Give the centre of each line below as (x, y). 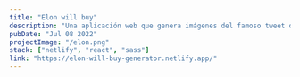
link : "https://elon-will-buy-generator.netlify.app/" (113, 58)
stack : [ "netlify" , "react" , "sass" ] (79, 50)
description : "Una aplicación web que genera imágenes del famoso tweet (147, 26)
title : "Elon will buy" (54, 17)
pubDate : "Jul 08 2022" (54, 34)
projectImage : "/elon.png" (59, 42)
